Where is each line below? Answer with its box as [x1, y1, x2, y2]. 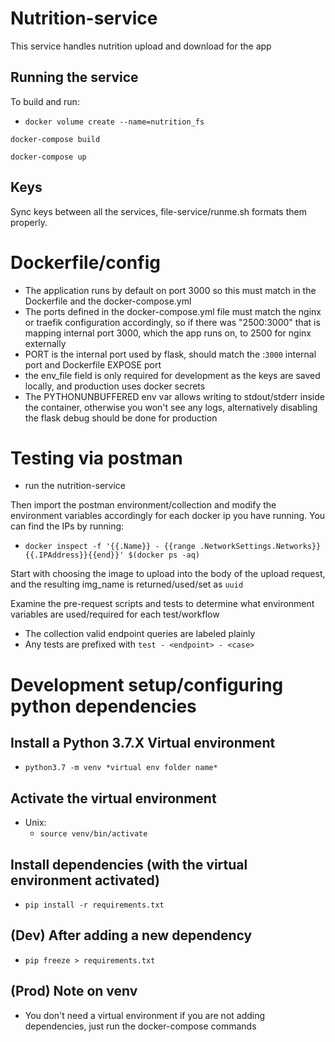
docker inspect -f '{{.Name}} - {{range [24, 542, 196, 552]
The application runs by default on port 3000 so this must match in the [24, 284, 317, 296]
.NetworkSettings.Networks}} [199, 542, 322, 552]
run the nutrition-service [24, 480, 126, 492]
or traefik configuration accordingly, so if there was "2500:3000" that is [24, 316, 321, 328]
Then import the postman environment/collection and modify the [10, 499, 277, 511]
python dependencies [10, 695, 197, 717]
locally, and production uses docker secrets [24, 380, 206, 392]
